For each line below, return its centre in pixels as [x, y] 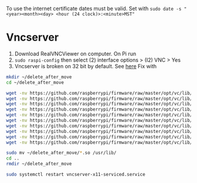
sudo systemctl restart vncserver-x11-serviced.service [76, 175]
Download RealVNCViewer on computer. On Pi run [75, 54]
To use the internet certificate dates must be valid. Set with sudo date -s [94, 9]
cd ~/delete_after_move [35, 82]
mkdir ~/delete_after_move [39, 77]
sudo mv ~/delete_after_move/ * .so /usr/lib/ [61, 153]
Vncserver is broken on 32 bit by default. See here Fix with [86, 66]
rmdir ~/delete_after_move [39, 164]
